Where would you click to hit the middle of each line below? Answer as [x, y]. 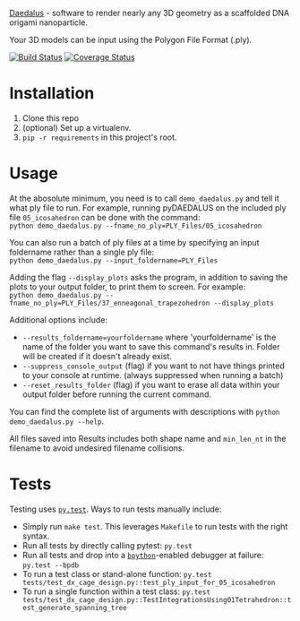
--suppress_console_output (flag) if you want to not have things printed [153, 366]
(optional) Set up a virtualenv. [77, 127]
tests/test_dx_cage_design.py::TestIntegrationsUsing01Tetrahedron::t [157, 599]
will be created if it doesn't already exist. [97, 356]
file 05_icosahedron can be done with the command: [105, 217]
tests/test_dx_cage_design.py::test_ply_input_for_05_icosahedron [149, 582]
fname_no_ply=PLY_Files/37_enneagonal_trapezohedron [110, 303]
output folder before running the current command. [117, 394]
